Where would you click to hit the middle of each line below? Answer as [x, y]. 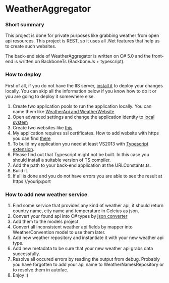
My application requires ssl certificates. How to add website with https [86, 133]
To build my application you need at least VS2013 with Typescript [80, 144]
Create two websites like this [42, 127]
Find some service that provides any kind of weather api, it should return [88, 206]
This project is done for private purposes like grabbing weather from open [82, 35]
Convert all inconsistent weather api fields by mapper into [72, 227]
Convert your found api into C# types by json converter [70, 216]
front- [158, 56]
